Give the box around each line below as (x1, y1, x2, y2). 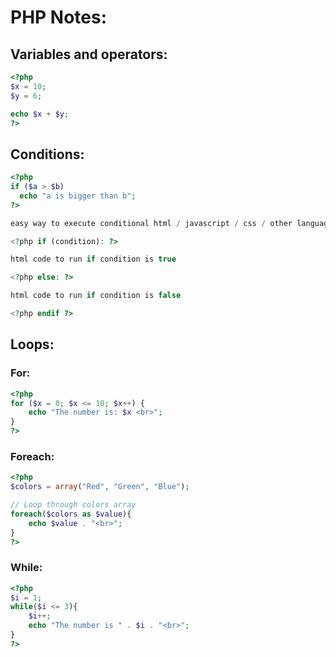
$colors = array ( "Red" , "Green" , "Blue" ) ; (10, 482, 190, 492)
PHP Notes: (10, 6, 108, 29)
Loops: (10, 336, 55, 353)
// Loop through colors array (10, 500, 137, 510)
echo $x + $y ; (10, 109, 70, 119)
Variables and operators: (10, 46, 168, 63)
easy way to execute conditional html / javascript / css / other (10, 218, 293, 228)
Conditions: (10, 146, 85, 163)
